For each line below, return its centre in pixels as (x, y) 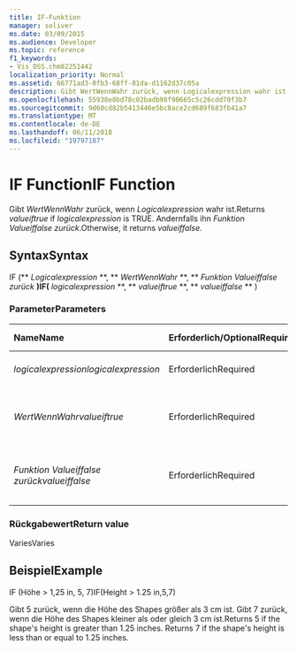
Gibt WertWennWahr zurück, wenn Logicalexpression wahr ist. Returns (137, 209)
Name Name (39, 337)
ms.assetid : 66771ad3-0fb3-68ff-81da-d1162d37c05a (104, 83)
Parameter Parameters (57, 309)
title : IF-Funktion (45, 17)
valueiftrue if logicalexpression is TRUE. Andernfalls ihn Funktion (127, 218)
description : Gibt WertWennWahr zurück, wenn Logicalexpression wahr (140, 91)
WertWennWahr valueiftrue (69, 417)
